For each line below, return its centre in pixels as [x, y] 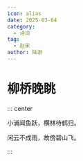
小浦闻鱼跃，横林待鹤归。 [44, 123]
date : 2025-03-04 [32, 20]
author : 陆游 [25, 53]
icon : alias [24, 14]
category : [21, 26]
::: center [20, 108]
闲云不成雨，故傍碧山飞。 [44, 137]
